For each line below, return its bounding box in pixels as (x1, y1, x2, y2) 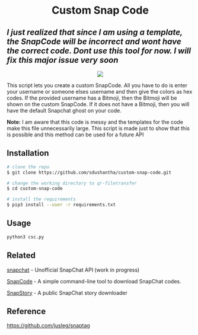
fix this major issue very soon (7, 55, 119, 65)
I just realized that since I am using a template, (7, 27, 183, 37)
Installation (7, 148, 49, 158)
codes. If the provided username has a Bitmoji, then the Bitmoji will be (7, 94, 177, 101)
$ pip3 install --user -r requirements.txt (7, 202, 116, 208)
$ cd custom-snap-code (7, 186, 63, 192)
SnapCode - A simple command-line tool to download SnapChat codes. (7, 277, 181, 285)
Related (7, 250, 36, 261)
